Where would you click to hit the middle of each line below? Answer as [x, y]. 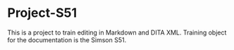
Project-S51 [42, 13]
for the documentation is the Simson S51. [67, 39]
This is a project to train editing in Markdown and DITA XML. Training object [117, 32]
